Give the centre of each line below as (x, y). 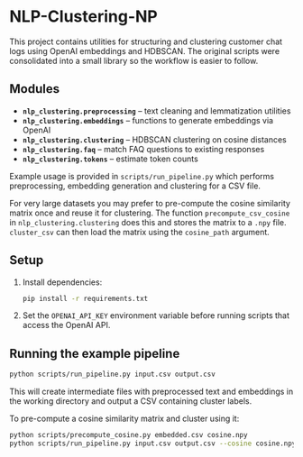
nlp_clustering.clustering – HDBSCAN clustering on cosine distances (154, 139)
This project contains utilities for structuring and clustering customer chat (146, 41)
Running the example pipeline (95, 353)
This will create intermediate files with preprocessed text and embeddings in (151, 392)
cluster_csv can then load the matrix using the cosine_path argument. (140, 232)
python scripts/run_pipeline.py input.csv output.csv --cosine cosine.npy (153, 443)
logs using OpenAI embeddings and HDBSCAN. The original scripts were (145, 50)
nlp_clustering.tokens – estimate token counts (110, 159)
